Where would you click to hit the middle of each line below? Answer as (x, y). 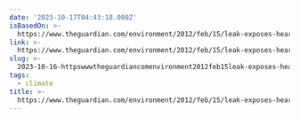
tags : (19, 75)
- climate (35, 83)
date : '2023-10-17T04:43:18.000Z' (73, 17)
